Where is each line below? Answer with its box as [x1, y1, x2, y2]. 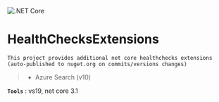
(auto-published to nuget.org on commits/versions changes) [7, 60, 188, 68]
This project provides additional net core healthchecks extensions [7, 54, 213, 61]
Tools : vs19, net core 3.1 [7, 87, 79, 95]
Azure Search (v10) [35, 72, 92, 81]
